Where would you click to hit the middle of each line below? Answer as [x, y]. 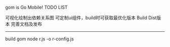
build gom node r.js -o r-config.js [40, 39]
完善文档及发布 [26, 24]
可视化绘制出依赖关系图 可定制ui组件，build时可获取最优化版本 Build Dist [81, 18]
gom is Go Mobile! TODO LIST [36, 7]
